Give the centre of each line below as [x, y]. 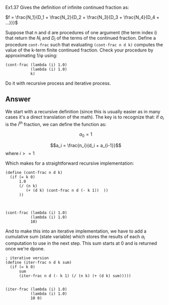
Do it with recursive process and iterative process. [58, 83]
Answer [18, 99]
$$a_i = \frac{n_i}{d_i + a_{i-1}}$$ [86, 145]
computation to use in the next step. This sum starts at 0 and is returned [81, 243]
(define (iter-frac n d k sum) [39, 262]
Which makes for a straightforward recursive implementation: [70, 163]
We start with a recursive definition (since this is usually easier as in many [83, 111]
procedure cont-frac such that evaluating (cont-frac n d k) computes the [84, 44]
